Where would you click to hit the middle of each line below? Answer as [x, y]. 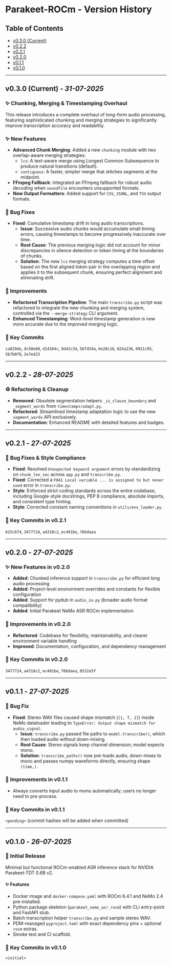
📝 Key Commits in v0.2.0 [37, 660]
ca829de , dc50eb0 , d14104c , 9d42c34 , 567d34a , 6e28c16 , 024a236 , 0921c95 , [79, 348]
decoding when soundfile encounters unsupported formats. [76, 188]
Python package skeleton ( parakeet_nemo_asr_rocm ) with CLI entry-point [89, 907]
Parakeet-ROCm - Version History [79, 9]
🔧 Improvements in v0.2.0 [38, 624]
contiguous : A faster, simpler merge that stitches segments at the [89, 171]
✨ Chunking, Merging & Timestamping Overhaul [66, 104]
